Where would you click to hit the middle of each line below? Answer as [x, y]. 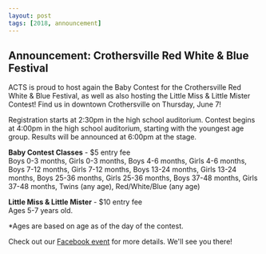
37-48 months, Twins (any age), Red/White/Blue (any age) [104, 187]
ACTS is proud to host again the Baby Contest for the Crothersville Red [125, 87]
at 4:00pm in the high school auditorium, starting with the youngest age [126, 128]
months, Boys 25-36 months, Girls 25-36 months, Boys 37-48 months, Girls [133, 178]
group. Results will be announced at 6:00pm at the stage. [103, 137]
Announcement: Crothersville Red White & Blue [129, 56]
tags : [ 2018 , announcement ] [55, 23]
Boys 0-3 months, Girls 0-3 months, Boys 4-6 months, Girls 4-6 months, [128, 161]
